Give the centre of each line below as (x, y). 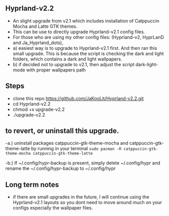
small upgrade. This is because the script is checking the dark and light (88, 53)
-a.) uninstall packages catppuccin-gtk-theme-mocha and (67, 143)
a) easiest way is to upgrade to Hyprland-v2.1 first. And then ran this (85, 48)
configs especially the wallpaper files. (53, 208)
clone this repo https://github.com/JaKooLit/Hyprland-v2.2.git (78, 98)
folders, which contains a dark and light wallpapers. (67, 59)
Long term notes (32, 184)
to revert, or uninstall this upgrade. (62, 131)
